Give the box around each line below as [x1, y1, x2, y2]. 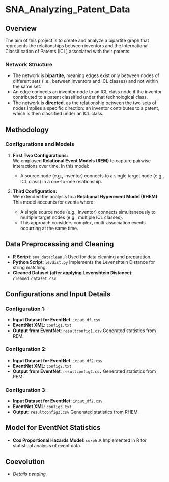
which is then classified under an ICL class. [12, 111, 104, 117]
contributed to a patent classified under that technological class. [12, 94, 148, 100]
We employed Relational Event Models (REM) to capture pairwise [12, 157, 151, 164]
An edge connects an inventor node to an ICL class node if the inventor [12, 89, 162, 95]
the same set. [12, 83, 42, 90]
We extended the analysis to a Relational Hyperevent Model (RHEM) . [12, 193, 159, 199]
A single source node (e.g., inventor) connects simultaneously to [20, 209, 156, 215]
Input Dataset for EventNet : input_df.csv [12, 317, 101, 323]
